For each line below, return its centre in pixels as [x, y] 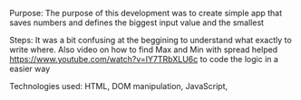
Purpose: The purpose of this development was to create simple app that [146, 13]
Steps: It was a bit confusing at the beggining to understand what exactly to [150, 40]
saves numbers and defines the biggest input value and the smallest [137, 23]
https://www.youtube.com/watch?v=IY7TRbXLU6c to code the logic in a [144, 59]
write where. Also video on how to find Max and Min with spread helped [144, 50]
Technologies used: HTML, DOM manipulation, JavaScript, [119, 86]
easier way [30, 68]
